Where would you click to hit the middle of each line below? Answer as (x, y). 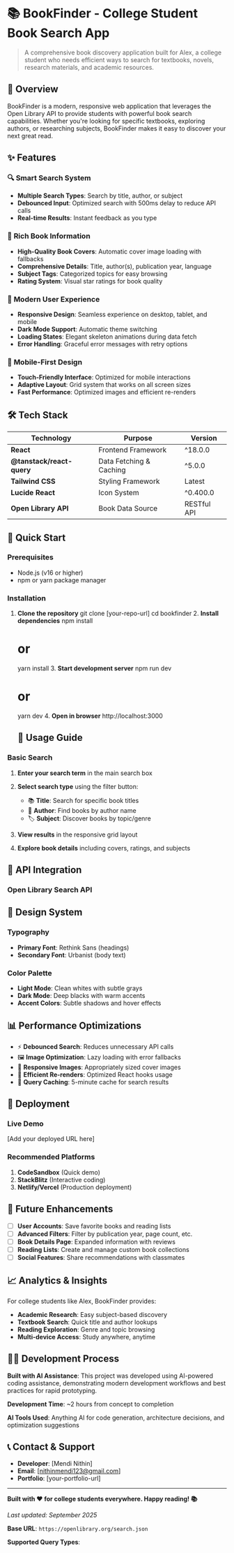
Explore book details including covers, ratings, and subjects (104, 848)
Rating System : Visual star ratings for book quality (90, 281)
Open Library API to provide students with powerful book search (100, 113)
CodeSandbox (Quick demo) (59, 1172)
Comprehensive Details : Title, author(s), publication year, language (115, 266)
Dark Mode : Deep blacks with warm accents (81, 995)
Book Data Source (128, 508)
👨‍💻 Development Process (63, 1359)
